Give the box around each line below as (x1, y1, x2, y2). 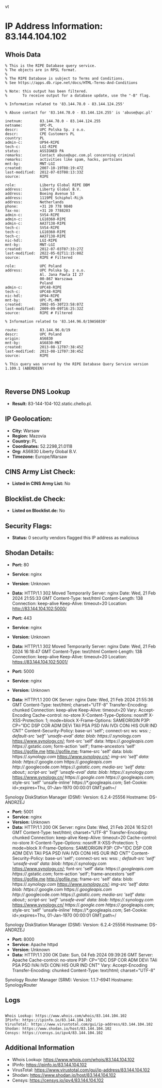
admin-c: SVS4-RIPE (5, 212, 60, 217)
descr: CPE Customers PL (5, 132, 75, 136)
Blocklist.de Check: (5, 495, 65, 503)
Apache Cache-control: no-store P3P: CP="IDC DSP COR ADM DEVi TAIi (12, 957, 158, 963)
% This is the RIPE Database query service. (5, 63, 97, 68)
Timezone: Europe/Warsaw (12, 454, 67, 459)
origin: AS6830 (5, 336, 53, 341)
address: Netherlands (5, 200, 64, 205)
